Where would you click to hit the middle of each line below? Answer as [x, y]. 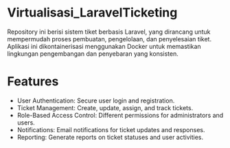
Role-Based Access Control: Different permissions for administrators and [120, 115]
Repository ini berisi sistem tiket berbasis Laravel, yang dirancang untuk [109, 32]
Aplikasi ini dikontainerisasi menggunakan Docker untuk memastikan [104, 46]
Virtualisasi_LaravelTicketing [92, 13]
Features [33, 82]
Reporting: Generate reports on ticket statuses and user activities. [110, 137]
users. [26, 123]
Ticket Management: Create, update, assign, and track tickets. [105, 107]
